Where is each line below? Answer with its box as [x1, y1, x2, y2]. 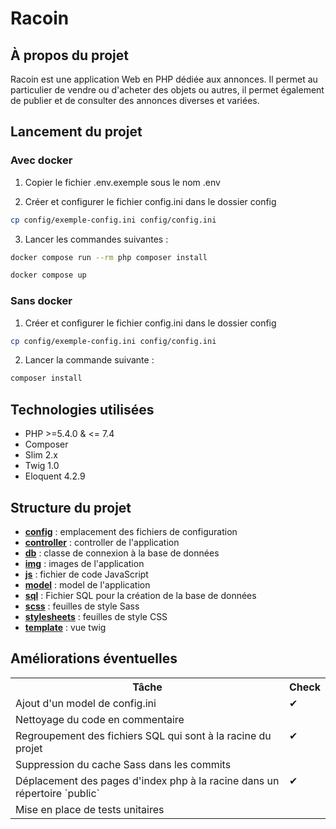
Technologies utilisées [10, 401, 155, 418]
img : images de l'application [24, 557, 145, 569]
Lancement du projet [10, 123, 143, 141]
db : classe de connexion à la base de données [24, 547, 220, 559]
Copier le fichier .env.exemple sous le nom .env [24, 176, 221, 188]
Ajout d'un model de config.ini [15, 696, 157, 710]
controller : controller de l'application [24, 536, 180, 548]
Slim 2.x [24, 449, 58, 461]
